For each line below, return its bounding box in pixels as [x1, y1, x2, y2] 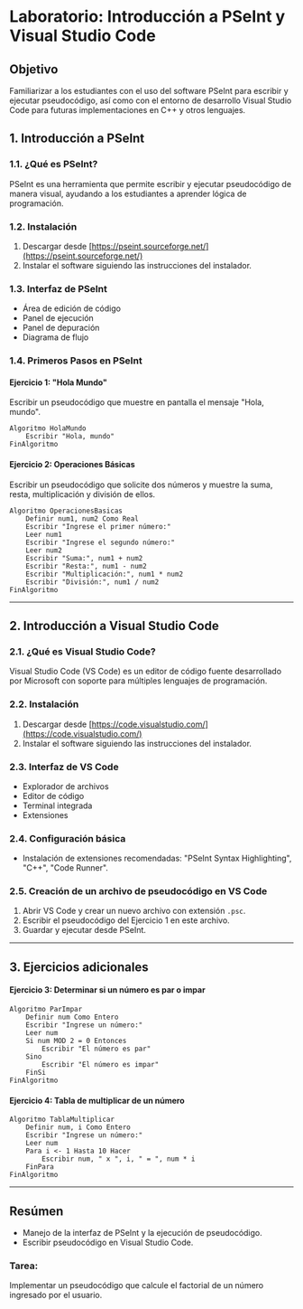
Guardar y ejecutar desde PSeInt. [22, 925, 147, 936]
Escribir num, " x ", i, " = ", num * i [41, 1154, 196, 1163]
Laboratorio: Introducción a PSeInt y [9, 6, 286, 27]
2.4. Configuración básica [9, 832, 126, 844]
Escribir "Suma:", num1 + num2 [25, 553, 143, 562]
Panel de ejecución [22, 313, 95, 324]
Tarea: [9, 1259, 39, 1272]
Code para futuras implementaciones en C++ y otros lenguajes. [9, 105, 246, 115]
